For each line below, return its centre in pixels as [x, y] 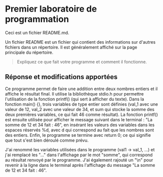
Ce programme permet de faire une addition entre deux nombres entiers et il [81, 89]
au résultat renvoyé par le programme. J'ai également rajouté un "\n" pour [79, 160]
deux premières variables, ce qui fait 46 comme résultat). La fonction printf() [81, 114]
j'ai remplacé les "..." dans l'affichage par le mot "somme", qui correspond [79, 155]
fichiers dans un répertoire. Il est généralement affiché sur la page [71, 47]
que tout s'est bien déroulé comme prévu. [47, 140]
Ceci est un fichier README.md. [37, 32]
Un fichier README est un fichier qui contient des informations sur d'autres [80, 42]
